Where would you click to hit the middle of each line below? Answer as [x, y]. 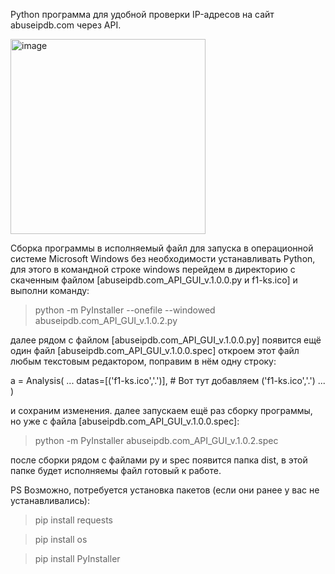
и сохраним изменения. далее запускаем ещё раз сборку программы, [161, 410]
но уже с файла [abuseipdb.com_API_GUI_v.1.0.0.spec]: [125, 421]
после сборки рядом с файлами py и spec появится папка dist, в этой [159, 460]
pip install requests [73, 520]
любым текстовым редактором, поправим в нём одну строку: [143, 361]
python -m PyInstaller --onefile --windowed [125, 310]
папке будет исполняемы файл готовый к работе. [116, 470]
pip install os [61, 539]
